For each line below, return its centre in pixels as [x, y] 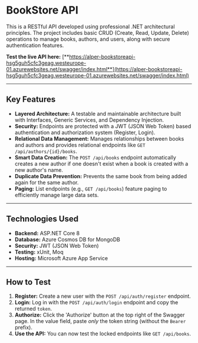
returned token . [33, 309]
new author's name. [39, 170]
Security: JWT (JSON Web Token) [57, 245]
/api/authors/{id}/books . [46, 151]
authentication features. [35, 45]
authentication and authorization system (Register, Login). [85, 132]
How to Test [29, 282]
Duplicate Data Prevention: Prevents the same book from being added [101, 176]
